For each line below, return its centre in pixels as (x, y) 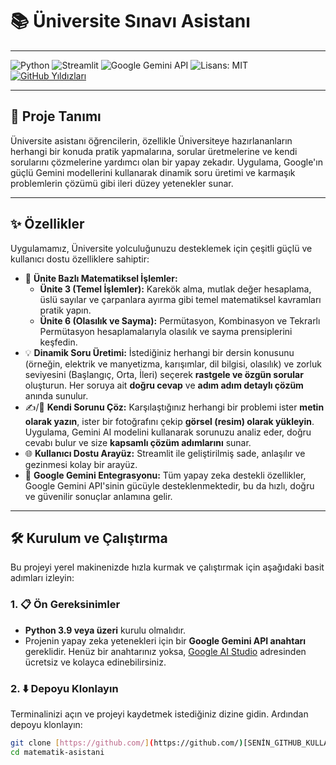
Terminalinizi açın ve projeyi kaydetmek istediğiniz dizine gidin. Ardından (159, 714)
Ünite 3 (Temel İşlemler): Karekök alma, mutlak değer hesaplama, (175, 289)
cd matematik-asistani (57, 752)
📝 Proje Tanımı (56, 116)
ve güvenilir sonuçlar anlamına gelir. (98, 496)
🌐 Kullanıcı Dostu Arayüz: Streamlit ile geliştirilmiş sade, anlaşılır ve (165, 453)
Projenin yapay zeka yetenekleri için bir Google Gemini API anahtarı (165, 640)
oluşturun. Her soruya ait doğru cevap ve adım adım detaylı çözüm (164, 385)
